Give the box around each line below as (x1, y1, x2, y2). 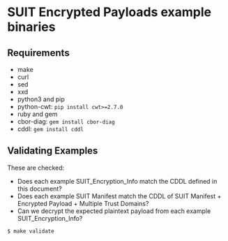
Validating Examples (7, 145, 98, 157)
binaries (7, 19, 56, 35)
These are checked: (7, 163, 65, 172)
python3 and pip (17, 95, 65, 103)
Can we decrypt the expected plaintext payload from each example (17, 207, 211, 215)
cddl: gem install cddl (17, 125, 84, 133)
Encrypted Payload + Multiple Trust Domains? (17, 199, 149, 207)
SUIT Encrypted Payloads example (7, 4, 211, 20)
